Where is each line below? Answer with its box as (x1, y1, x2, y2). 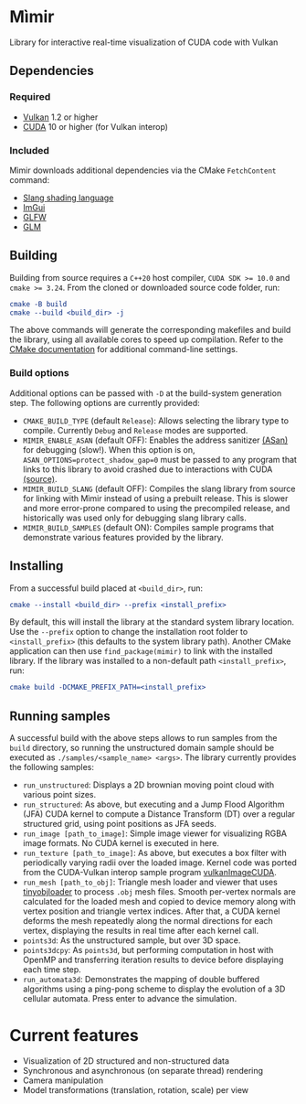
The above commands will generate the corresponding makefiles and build (9, 325, 291, 336)
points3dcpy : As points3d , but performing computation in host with (22, 945, 274, 956)
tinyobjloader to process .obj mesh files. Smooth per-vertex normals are (22, 886, 297, 897)
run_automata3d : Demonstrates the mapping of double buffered (22, 974, 260, 985)
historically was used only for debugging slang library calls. (22, 512, 247, 523)
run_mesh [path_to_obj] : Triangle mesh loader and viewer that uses (22, 876, 279, 888)
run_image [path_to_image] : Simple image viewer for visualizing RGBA (22, 828, 288, 839)
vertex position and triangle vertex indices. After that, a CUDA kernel (22, 906, 280, 916)
